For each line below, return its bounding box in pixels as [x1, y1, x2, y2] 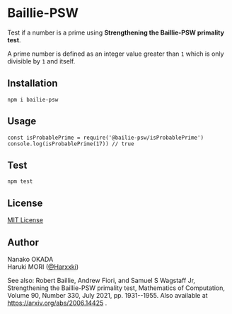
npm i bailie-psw [7, 96, 59, 103]
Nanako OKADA [7, 255, 54, 263]
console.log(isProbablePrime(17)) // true [7, 140, 134, 147]
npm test [7, 178, 33, 185]
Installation [7, 78, 58, 90]
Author [7, 236, 39, 248]
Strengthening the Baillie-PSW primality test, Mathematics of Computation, [7, 284, 225, 292]
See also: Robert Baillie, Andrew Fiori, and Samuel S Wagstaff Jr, [7, 277, 196, 284]
